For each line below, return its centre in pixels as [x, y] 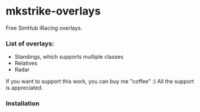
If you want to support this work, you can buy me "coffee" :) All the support [100, 81]
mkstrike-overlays [53, 11]
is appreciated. [24, 88]
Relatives [26, 63]
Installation [23, 104]
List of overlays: [30, 44]
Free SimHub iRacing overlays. [44, 28]
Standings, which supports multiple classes [69, 57]
